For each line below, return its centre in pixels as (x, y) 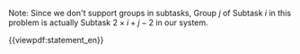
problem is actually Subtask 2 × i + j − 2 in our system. (108, 22)
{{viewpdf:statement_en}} (56, 40)
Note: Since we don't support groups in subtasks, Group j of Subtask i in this (150, 13)
